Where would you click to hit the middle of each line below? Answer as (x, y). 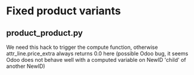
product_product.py (45, 33)
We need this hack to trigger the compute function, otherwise (82, 47)
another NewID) (26, 66)
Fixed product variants (63, 11)
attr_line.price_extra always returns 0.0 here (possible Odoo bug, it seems (97, 54)
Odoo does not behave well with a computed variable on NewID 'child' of (96, 60)
